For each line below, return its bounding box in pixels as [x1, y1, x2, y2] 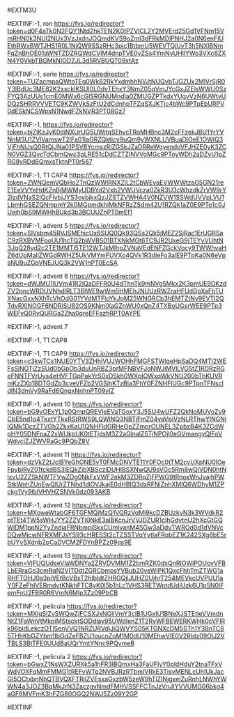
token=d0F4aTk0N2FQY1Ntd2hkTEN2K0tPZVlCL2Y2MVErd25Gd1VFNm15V [7, 27, 225, 35]
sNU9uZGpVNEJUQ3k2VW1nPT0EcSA [7, 259, 118, 267]
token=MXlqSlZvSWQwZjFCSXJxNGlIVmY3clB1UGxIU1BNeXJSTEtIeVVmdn [7, 610, 224, 617]
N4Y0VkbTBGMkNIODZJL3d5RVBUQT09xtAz [7, 56, 139, 65]
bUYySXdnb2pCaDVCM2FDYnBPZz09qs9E [7, 538, 132, 546]
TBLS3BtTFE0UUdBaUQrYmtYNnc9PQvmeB [7, 639, 135, 647]
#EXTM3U [7, 6, 37, 14]
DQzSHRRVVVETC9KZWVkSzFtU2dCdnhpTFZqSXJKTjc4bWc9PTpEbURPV [7, 100, 225, 107]
